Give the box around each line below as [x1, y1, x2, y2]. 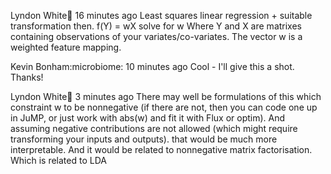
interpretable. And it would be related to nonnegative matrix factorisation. [10, 144, 313, 155]
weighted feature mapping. [10, 41, 122, 53]
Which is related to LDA [10, 155, 107, 166]
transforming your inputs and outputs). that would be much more [10, 133, 278, 145]
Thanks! [10, 71, 44, 83]
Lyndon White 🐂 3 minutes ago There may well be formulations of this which [10, 91, 322, 102]
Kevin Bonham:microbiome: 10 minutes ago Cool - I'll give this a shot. [10, 61, 295, 72]
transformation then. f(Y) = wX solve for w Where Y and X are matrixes [10, 20, 302, 32]
